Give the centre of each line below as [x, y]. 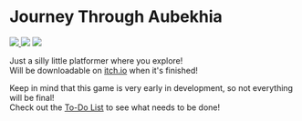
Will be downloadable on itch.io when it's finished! [104, 70]
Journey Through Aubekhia [116, 17]
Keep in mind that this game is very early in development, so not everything [151, 87]
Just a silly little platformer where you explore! [96, 60]
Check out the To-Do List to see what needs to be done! [115, 107]
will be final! [32, 97]
